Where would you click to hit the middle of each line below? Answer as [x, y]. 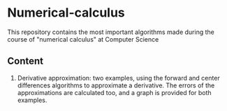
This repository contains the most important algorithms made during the [111, 32]
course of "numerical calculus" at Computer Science [83, 39]
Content [25, 61]
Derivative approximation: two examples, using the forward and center [118, 78]
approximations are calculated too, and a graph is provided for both [114, 92]
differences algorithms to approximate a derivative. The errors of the [116, 85]
